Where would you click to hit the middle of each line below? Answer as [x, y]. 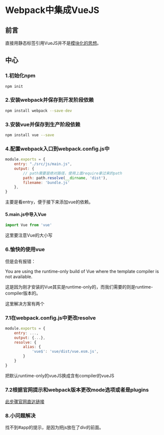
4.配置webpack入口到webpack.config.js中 [57, 148]
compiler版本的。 [23, 293]
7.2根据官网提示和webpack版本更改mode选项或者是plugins [77, 390]
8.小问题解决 [20, 416]
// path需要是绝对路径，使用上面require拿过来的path [73, 173]
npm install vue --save [30, 135]
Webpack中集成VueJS [52, 10]
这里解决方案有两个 [25, 303]
